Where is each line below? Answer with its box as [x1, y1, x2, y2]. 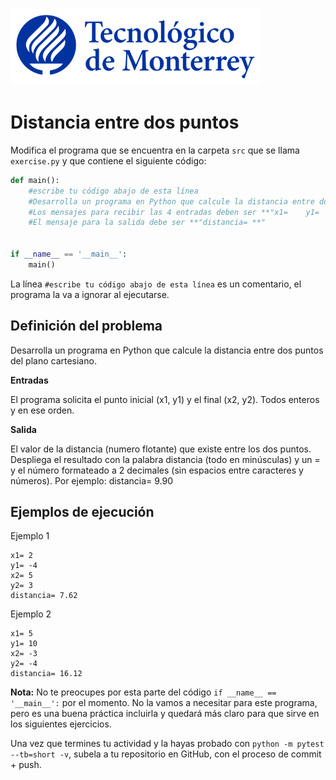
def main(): [10, 175, 60, 185]
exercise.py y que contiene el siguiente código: [10, 154, 207, 167]
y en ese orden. [10, 404, 75, 416]
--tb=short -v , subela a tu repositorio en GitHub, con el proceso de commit [10, 748, 322, 760]
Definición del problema [10, 318, 163, 335]
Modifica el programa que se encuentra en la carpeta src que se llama [10, 144, 300, 156]
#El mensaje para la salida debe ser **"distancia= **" [28, 218, 267, 228]
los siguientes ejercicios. [10, 718, 112, 730]
